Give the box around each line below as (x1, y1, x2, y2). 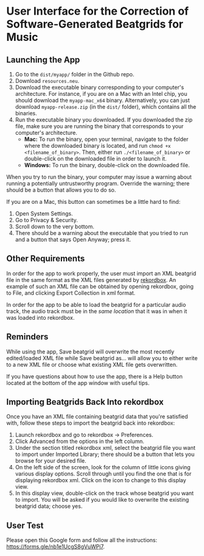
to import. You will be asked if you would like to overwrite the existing (15, 496, 189, 504)
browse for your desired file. (15, 457, 86, 464)
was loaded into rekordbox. (6, 314, 75, 321)
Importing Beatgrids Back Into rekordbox (6, 397, 164, 407)
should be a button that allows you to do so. (6, 186, 116, 193)
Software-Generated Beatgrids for (6, 17, 184, 31)
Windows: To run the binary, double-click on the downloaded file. (24, 162, 190, 168)
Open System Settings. (15, 210, 73, 217)
